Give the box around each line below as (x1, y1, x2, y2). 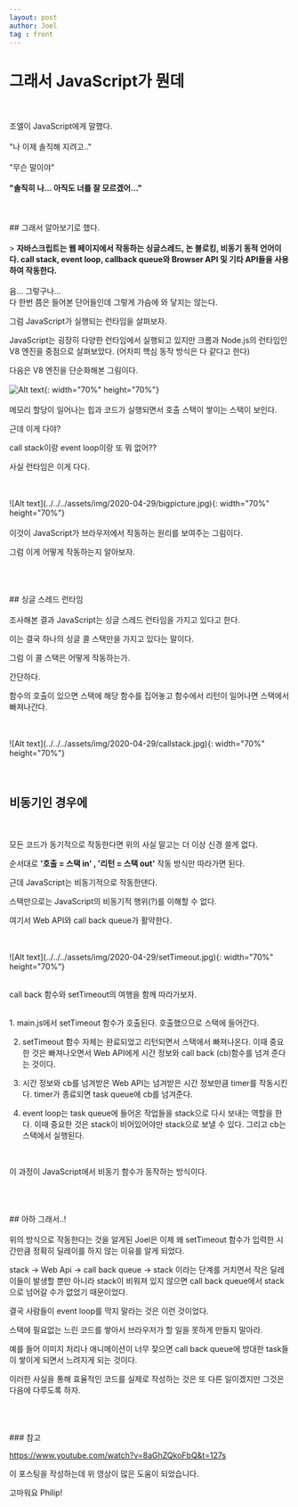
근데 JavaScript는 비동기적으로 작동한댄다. (9, 877, 158, 888)
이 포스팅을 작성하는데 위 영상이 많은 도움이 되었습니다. (9, 1469, 199, 1479)
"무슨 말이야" (9, 162, 55, 173)
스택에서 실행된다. (21, 1130, 85, 1141)
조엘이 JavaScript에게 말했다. (9, 121, 113, 132)
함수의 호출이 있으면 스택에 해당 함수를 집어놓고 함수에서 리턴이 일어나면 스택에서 (9, 690, 290, 701)
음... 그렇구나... (9, 286, 61, 297)
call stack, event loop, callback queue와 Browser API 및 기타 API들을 (20, 254, 273, 265)
